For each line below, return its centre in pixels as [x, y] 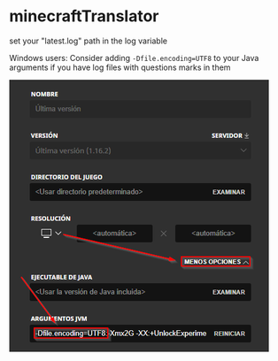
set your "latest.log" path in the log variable [89, 41]
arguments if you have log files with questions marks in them [120, 67]
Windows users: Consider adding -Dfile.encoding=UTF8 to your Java [134, 58]
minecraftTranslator [84, 16]
